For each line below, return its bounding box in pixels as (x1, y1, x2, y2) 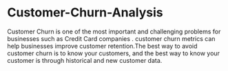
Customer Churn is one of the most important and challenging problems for (7, 27, 221, 35)
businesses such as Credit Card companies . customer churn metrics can (7, 34, 216, 42)
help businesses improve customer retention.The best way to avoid (7, 42, 198, 50)
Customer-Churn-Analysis (7, 5, 163, 20)
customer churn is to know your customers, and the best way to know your (7, 49, 220, 57)
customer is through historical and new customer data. (7, 56, 163, 64)
